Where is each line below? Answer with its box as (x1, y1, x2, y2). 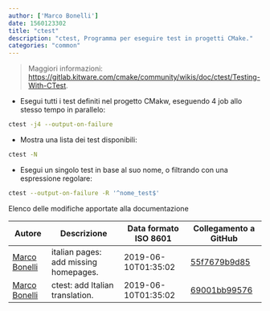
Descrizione (59, 227, 108, 239)
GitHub (210, 232, 239, 243)
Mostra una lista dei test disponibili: (19, 135, 138, 145)
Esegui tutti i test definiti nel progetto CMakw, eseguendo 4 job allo (19, 96, 243, 106)
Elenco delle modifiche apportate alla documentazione (8, 203, 189, 213)
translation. (51, 289, 94, 301)
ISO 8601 (134, 232, 172, 243)
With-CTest (27, 81, 67, 91)
